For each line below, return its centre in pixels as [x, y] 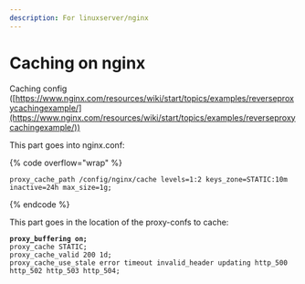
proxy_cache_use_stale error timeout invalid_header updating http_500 [148, 263]
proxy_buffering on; [49, 238]
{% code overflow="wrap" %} [66, 163]
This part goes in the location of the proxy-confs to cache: [119, 222]
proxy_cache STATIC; [49, 247]
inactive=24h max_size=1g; [61, 187]
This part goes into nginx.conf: [67, 145]
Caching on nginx [78, 63]
